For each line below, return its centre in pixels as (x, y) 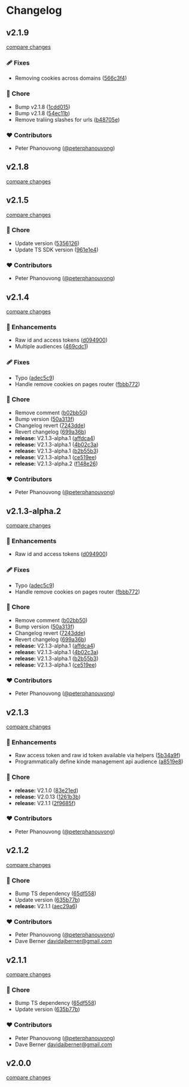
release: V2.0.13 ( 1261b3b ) (48, 797)
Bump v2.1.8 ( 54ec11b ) (42, 113)
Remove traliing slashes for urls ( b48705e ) (67, 119)
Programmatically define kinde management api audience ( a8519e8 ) (99, 761)
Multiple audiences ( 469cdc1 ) (51, 347)
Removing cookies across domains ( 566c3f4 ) (71, 78)
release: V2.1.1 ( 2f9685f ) (45, 803)
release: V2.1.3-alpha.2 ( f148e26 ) (56, 463)
